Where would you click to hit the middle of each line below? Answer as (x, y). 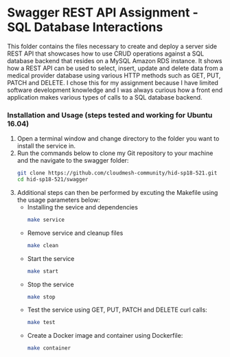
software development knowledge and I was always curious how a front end (115, 90)
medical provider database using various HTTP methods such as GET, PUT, (114, 75)
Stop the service (50, 284)
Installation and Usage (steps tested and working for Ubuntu (110, 115)
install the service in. (46, 146)
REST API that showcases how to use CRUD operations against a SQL (106, 54)
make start (43, 271)
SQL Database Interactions (85, 27)
